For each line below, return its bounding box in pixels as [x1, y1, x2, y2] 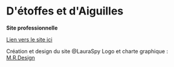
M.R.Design [6, 54, 35, 61]
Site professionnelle [6, 24, 58, 31]
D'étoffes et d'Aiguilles [6, 4, 124, 18]
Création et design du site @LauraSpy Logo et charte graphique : [6, 47, 168, 55]
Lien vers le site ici [6, 36, 53, 43]
